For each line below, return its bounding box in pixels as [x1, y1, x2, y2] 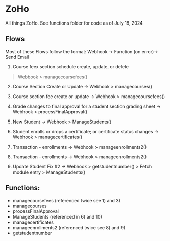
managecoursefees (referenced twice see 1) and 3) [12, 197, 121, 203]
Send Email [5, 54, 29, 60]
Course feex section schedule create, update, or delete [12, 63, 129, 69]
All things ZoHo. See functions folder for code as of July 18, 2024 [5, 20, 143, 26]
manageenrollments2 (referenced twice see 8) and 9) [12, 224, 126, 230]
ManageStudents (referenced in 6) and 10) [12, 213, 102, 220]
